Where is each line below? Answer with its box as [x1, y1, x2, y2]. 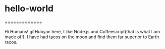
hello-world [4, 3, 54, 14]
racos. [4, 39, 18, 45]
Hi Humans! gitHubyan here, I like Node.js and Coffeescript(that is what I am [4, 28, 160, 34]
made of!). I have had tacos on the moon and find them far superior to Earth [4, 34, 159, 40]
